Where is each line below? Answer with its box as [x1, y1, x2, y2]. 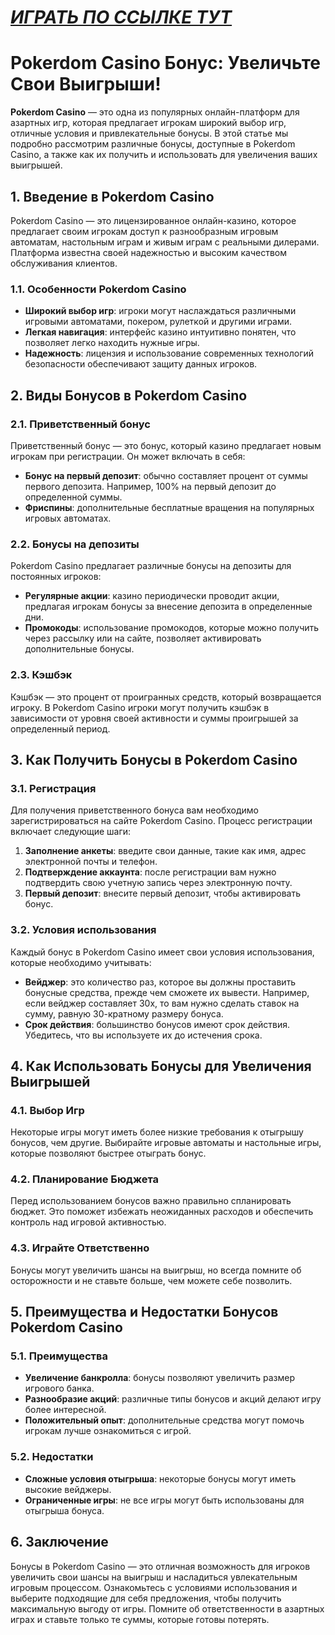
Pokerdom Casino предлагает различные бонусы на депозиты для [10, 560, 292, 572]
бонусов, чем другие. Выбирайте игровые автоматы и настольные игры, [10, 1137, 322, 1149]
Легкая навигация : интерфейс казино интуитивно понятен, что [24, 326, 297, 338]
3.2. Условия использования [10, 923, 157, 937]
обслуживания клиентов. [10, 257, 118, 269]
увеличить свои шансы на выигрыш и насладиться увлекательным [10, 1571, 298, 1583]
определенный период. [10, 722, 111, 735]
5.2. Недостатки [10, 1450, 94, 1464]
